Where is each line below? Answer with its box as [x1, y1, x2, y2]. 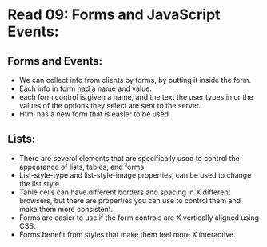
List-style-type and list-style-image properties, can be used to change [18, 170, 252, 180]
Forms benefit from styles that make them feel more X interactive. [18, 229, 237, 239]
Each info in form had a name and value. [18, 84, 153, 93]
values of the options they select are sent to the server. [18, 101, 201, 110]
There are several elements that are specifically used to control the [18, 153, 241, 163]
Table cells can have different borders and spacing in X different [18, 187, 231, 197]
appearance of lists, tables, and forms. [18, 162, 146, 171]
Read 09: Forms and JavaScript [7, 6, 221, 24]
